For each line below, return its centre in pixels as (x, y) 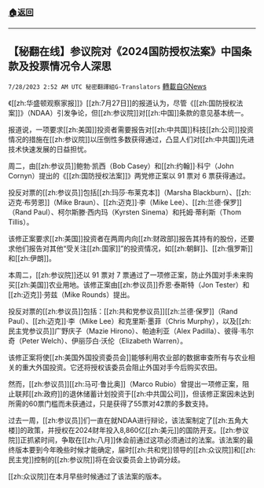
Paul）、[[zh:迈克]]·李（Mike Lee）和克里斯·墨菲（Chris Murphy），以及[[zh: (130, 321)
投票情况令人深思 (70, 66)
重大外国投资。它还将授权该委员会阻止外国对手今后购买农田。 (121, 368)
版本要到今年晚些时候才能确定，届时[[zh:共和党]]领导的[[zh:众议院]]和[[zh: (135, 450)
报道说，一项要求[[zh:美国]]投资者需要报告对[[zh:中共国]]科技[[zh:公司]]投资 (131, 130)
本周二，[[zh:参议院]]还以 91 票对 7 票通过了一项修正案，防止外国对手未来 (127, 275)
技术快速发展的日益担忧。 (49, 149)
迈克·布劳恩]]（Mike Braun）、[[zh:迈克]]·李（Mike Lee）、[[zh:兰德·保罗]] (125, 203)
